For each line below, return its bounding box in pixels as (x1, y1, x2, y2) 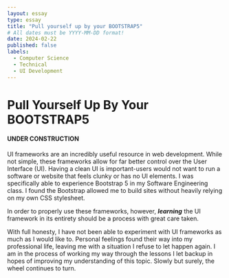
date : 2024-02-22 (7, 36, 57, 43)
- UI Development (13, 67, 63, 74)
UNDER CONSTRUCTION (7, 135, 79, 143)
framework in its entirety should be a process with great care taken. (7, 214, 199, 222)
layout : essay (7, 10, 48, 17)
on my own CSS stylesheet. (7, 194, 85, 202)
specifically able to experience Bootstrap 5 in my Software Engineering (7, 179, 208, 187)
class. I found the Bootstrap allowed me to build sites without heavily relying (7, 186, 222, 194)
